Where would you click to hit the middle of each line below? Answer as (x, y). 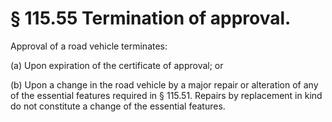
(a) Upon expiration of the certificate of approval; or (117, 65)
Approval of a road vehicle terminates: (89, 46)
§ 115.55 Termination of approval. (151, 18)
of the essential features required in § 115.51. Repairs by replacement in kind (166, 95)
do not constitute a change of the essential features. (118, 106)
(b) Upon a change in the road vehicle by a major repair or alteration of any (164, 84)
